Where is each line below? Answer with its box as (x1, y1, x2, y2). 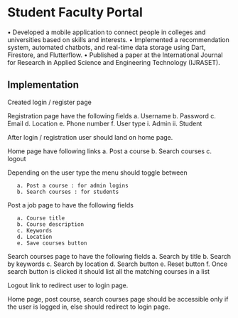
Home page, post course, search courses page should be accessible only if (7, 294, 229, 303)
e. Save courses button (16, 240, 87, 247)
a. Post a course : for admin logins (16, 182, 129, 189)
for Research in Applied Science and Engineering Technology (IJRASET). (7, 58, 220, 66)
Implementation (7, 79, 80, 91)
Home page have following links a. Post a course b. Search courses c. (7, 147, 212, 155)
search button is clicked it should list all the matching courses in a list (7, 267, 210, 275)
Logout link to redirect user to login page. (7, 281, 129, 289)
